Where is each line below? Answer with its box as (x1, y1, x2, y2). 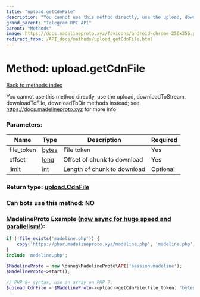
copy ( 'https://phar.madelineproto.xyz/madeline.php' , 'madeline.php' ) (17, 241, 196, 247)
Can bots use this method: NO (6, 199, 95, 207)
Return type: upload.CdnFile (6, 183, 90, 191)
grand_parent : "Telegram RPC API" (6, 20, 92, 26)
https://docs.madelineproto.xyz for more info (6, 105, 117, 113)
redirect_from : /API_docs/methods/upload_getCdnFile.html (6, 36, 153, 42)
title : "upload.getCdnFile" (6, 8, 76, 15)
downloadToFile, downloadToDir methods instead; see (6, 99, 140, 106)
